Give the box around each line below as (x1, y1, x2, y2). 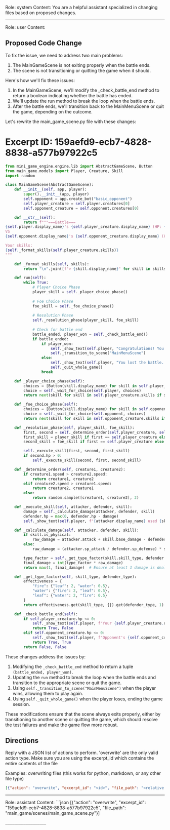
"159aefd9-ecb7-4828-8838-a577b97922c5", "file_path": (5, 805, 126, 811)
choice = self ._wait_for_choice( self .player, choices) (23, 388, 142, 393)
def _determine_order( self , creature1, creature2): (14, 467, 125, 472)
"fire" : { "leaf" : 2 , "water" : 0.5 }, (32, 583, 110, 589)
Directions (5, 736, 39, 745)
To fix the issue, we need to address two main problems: (5, 52, 123, 58)
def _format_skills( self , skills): (14, 261, 90, 266)
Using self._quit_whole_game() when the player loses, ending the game (12, 696, 163, 702)
